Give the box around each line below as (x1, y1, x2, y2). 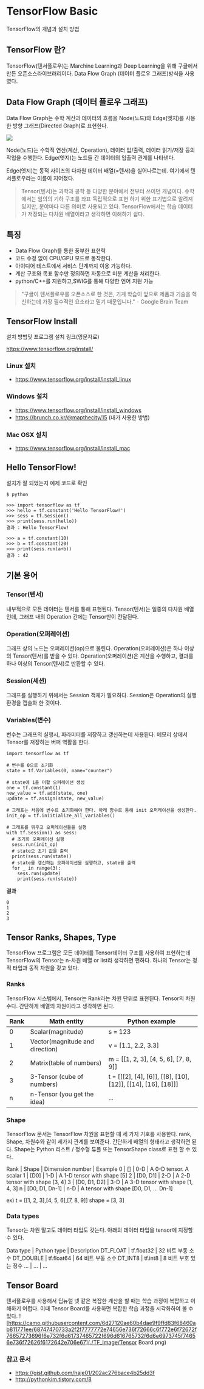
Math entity (49, 1017, 84, 1025)
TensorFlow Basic (6, 4, 98, 18)
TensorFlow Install (6, 316, 78, 327)
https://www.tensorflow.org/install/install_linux (15, 376, 132, 383)
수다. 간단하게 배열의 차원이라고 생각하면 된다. (6, 1002, 115, 1009)
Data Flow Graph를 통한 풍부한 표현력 (15, 247, 106, 254)
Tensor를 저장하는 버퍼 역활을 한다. (6, 739, 90, 746)
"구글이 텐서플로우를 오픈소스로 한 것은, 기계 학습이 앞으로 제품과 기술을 (21, 291, 191, 298)
